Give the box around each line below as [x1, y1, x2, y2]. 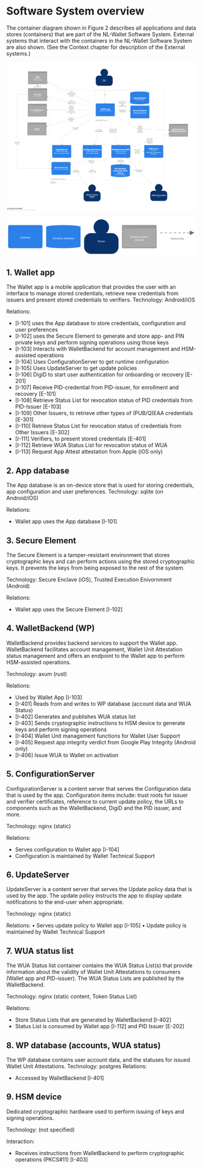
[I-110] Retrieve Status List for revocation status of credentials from [14, 422, 182, 430]
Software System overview [6, 4, 145, 18]
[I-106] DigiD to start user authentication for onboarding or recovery [14, 371, 184, 378]
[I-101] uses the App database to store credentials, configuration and [14, 320, 186, 327]
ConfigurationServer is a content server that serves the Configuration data [6, 785, 191, 792]
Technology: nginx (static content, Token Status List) [6, 993, 137, 1000]
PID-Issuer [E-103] [14, 403, 62, 410]
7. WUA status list [6, 945, 74, 956]
